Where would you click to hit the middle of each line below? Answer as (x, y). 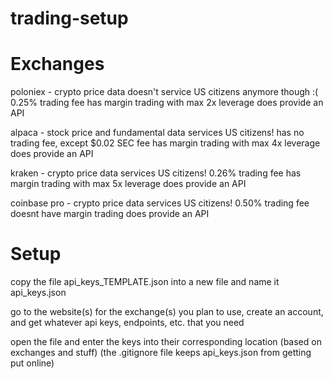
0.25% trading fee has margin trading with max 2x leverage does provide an (167, 103)
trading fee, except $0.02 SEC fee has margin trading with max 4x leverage (165, 143)
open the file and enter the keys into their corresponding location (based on (166, 342)
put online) (32, 363)
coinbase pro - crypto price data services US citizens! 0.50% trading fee (160, 203)
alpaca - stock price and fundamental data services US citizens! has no (157, 133)
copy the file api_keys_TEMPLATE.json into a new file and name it (145, 282)
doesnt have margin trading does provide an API (110, 214)
